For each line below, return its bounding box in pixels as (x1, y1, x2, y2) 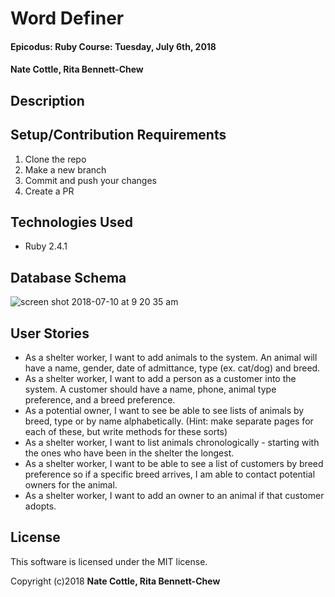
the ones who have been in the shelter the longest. (24, 447, 235, 459)
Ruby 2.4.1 (24, 240, 68, 252)
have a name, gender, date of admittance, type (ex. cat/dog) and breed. (24, 362, 321, 374)
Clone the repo (24, 153, 87, 165)
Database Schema (10, 269, 127, 286)
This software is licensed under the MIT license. (10, 555, 208, 567)
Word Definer (10, 7, 125, 30)
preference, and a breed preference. (24, 394, 176, 406)
